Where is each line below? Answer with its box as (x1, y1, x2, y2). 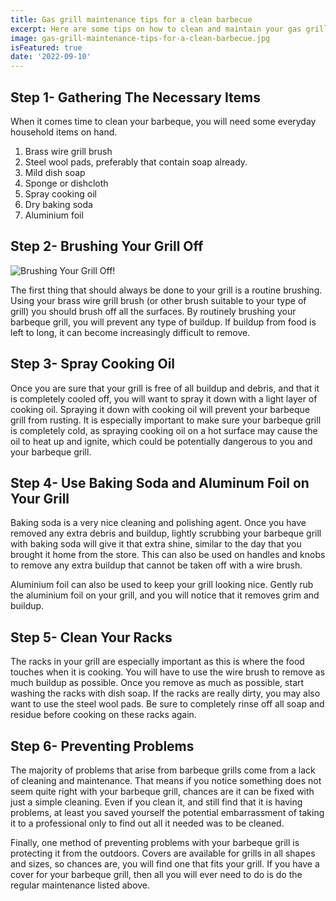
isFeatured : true (10, 42, 83, 53)
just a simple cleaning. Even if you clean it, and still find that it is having (10, 796, 303, 808)
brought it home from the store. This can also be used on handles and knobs (10, 549, 326, 561)
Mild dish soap (24, 166, 86, 178)
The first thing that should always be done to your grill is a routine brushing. (10, 284, 323, 296)
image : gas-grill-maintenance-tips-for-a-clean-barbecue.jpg (10, 33, 271, 43)
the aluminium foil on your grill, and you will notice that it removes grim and (10, 589, 320, 601)
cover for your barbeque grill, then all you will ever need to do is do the (10, 869, 303, 880)
